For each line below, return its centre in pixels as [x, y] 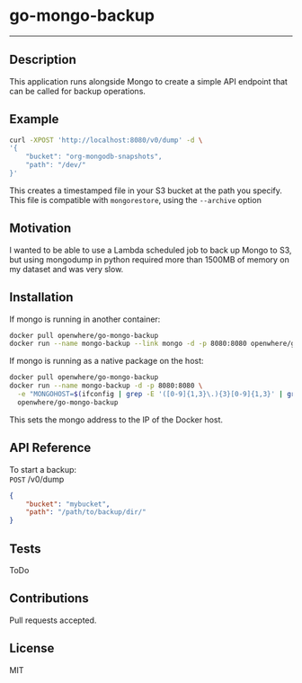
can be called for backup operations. [78, 91]
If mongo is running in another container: [85, 319]
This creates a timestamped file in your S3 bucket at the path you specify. [146, 191]
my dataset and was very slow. [67, 269]
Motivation [40, 229]
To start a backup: [43, 469]
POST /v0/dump [37, 479]
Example [34, 119]
